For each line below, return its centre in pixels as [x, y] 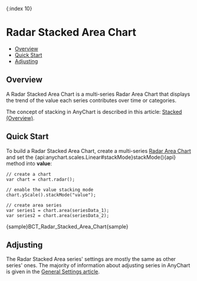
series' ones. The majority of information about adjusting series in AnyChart [98, 266]
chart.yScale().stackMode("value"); [51, 195]
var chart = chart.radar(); [41, 179]
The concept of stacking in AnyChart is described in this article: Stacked [94, 112]
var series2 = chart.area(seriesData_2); [58, 215]
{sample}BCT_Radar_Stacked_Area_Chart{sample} [67, 226]
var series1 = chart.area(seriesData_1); [58, 210]
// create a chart [29, 174]
